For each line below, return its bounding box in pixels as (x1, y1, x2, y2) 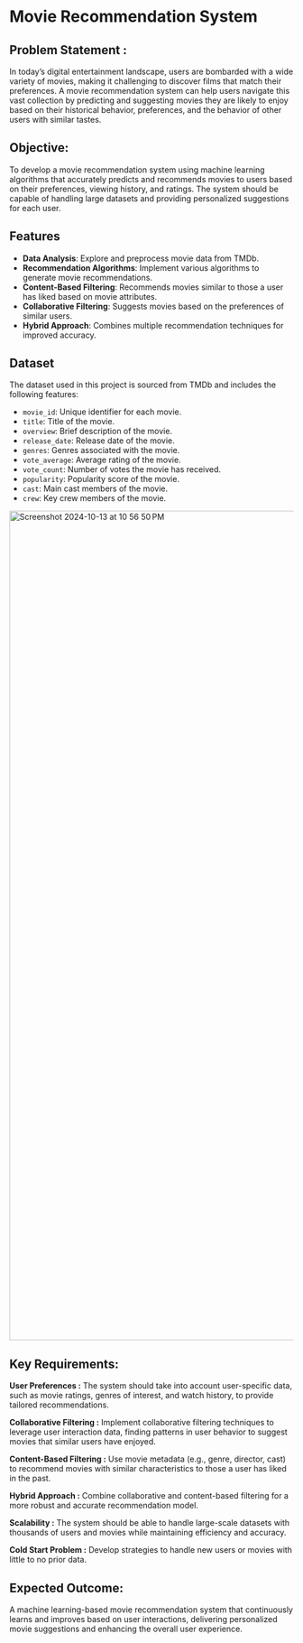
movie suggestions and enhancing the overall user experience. (9, 1623, 243, 1635)
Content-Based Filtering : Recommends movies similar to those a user (22, 282, 284, 292)
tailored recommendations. (9, 1399, 110, 1410)
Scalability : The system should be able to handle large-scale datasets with (9, 1518, 290, 1528)
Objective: (9, 140, 69, 155)
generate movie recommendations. (22, 272, 153, 283)
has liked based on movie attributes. (22, 291, 158, 302)
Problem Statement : (9, 42, 128, 58)
